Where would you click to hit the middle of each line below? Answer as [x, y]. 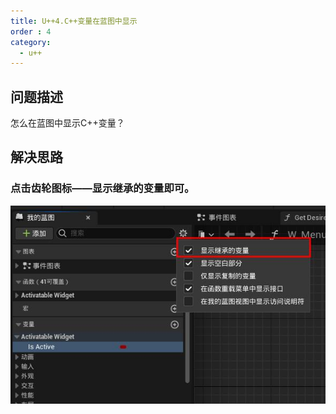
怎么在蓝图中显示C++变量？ [67, 123]
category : [31, 42]
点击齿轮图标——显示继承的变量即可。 [102, 188]
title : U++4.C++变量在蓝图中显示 [74, 21]
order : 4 [31, 31]
